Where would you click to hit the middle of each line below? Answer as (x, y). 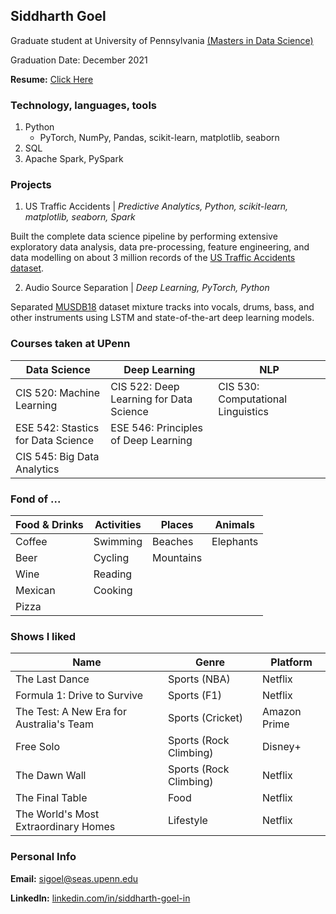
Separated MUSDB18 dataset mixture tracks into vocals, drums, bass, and (162, 307)
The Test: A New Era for (71, 712)
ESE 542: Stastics (57, 427)
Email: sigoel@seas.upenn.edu (74, 878)
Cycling (111, 557)
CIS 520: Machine (57, 392)
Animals (234, 524)
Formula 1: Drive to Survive (79, 696)
